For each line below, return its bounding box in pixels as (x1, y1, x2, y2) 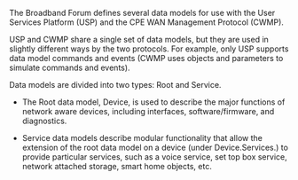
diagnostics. (21, 115, 67, 126)
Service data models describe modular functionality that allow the (21, 133, 263, 143)
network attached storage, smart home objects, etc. (21, 161, 213, 171)
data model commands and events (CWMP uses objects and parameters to (9, 53, 284, 63)
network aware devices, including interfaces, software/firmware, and (21, 106, 275, 116)
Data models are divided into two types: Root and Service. (9, 80, 222, 90)
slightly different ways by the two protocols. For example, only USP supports (9, 43, 289, 54)
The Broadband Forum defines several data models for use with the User (9, 8, 276, 18)
